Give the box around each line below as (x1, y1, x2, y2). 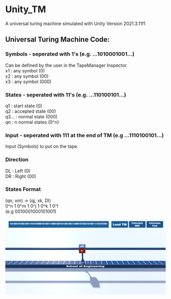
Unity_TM (5, 4, 46, 15)
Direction (5, 156, 29, 163)
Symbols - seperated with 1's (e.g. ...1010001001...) (5, 51, 135, 58)
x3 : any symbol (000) (5, 78, 52, 85)
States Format (5, 186, 41, 193)
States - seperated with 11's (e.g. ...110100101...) (5, 91, 126, 98)
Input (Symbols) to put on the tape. (5, 143, 79, 149)
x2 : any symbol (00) (5, 73, 49, 79)
